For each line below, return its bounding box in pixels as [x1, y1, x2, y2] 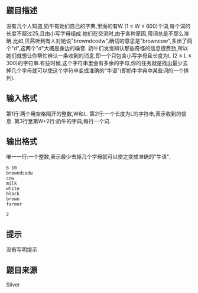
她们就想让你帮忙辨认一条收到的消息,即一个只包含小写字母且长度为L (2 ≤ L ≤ [6, 52, 192, 59]
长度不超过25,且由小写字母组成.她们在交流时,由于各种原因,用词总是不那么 [6, 30, 184, 37]
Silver [6, 281, 20, 288]
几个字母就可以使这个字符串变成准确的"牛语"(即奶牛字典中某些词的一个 [11, 67, 184, 74]
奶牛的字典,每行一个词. [56, 117, 111, 124]
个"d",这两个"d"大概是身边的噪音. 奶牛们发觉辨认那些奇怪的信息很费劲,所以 [6, 44, 189, 51]
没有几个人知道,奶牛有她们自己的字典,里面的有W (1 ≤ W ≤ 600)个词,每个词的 [6, 22, 191, 30]
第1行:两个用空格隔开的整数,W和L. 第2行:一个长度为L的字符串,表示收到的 [6, 110, 181, 117]
